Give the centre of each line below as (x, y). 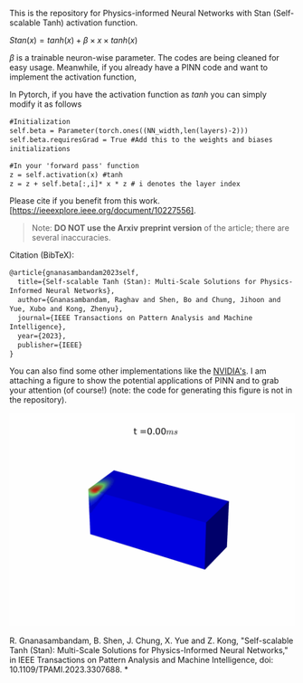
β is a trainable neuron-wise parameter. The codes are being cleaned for (145, 57)
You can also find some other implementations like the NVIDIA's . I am (138, 371)
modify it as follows (46, 104)
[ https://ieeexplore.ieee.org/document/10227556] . (103, 210)
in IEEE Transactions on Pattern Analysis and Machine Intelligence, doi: (142, 660)
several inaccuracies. (71, 237)
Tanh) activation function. (90, 23)
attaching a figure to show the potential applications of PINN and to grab (144, 380)
